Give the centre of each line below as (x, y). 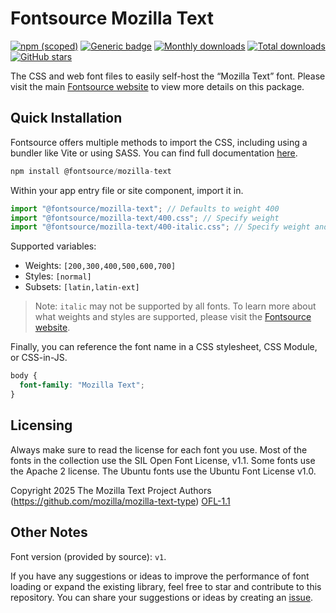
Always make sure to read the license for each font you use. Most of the (159, 449)
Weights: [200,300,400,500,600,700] (100, 266)
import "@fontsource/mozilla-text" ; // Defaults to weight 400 (145, 208)
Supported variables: (53, 246)
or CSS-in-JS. (39, 358)
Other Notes (49, 532)
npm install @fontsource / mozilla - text (91, 171)
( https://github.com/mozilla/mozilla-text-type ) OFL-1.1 (120, 501)
